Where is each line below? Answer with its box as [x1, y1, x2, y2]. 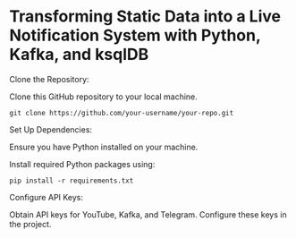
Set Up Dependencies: [9, 123, 92, 135]
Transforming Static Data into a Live [9, 6, 282, 27]
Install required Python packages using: [9, 158, 156, 169]
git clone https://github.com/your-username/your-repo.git [9, 108, 234, 117]
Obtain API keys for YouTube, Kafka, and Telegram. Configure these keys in [9, 208, 288, 220]
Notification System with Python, [9, 25, 261, 46]
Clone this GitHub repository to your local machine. [9, 91, 199, 102]
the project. [9, 218, 52, 229]
